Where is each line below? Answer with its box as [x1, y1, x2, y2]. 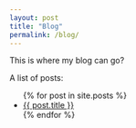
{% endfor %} [22, 110, 76, 121]
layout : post [9, 13, 59, 23]
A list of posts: [9, 73, 64, 84]
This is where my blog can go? [9, 55, 125, 66]
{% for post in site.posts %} [22, 90, 128, 101]
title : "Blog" [9, 22, 64, 31]
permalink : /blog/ [9, 30, 79, 39]
